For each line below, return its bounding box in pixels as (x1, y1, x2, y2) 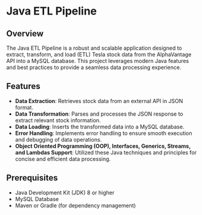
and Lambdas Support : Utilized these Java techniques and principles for (15, 148, 197, 156)
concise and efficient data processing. (15, 155, 111, 162)
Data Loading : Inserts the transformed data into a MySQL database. (15, 123, 184, 130)
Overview (6, 28, 44, 39)
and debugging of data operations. (15, 136, 102, 143)
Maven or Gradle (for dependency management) (15, 202, 136, 209)
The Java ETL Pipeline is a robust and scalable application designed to (6, 44, 183, 51)
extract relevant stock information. (15, 116, 101, 124)
